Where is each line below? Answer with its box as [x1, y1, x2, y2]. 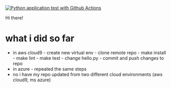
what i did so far [5, 33, 75, 45]
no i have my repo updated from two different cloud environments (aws [12, 71, 163, 77]
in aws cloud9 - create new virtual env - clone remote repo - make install [12, 49, 166, 56]
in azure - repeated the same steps [12, 65, 87, 72]
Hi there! [5, 15, 23, 20]
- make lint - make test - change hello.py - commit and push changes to [12, 55, 164, 61]
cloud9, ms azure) [12, 77, 51, 83]
